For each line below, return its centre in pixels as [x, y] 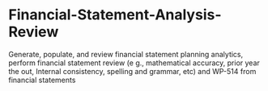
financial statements [42, 80]
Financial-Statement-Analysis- [115, 15]
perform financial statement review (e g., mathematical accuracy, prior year [134, 63]
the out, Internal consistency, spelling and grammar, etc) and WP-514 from [132, 71]
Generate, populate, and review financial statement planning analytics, [126, 54]
